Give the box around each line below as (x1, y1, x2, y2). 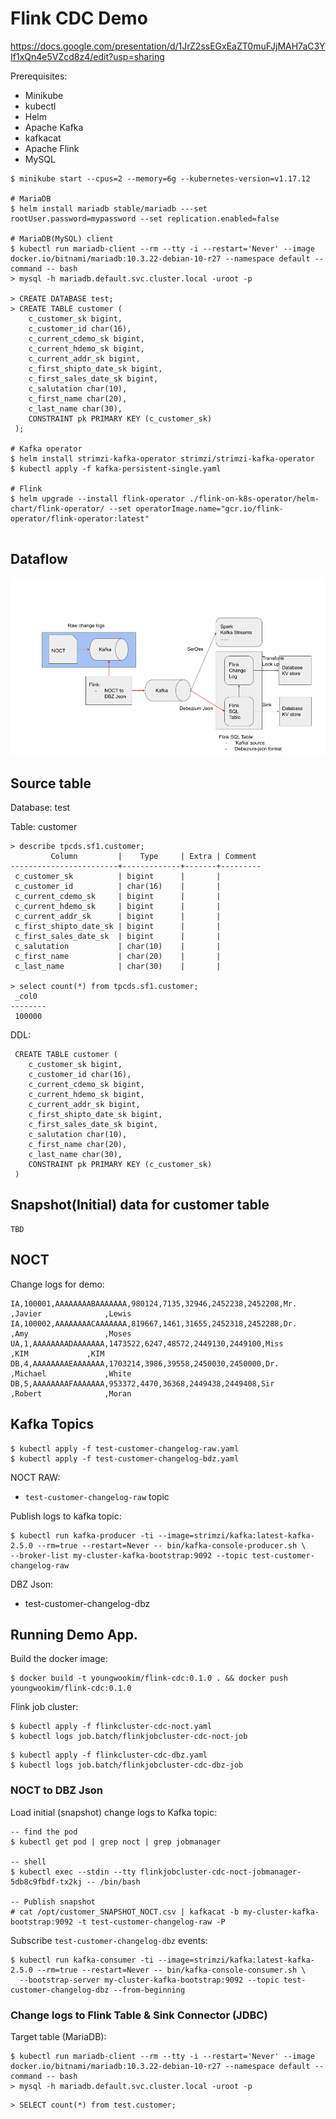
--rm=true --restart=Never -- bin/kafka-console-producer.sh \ (36, 1540, 307, 1551)
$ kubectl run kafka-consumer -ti (10, 1955, 155, 1965)
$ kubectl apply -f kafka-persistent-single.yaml (10, 463, 222, 474)
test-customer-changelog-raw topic (24, 1490, 170, 1502)
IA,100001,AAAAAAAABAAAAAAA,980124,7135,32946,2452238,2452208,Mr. (10, 1298, 298, 1309)
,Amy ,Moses (10, 1328, 132, 1339)
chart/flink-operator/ (10, 503, 105, 514)
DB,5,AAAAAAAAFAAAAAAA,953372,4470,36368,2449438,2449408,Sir (10, 1378, 275, 1389)
